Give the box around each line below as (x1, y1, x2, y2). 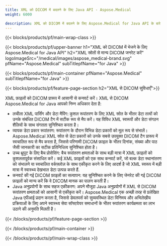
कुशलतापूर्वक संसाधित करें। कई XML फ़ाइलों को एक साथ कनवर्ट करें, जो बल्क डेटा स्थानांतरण (12, 155, 162, 162)
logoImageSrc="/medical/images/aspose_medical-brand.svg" (5, 55, 132, 61)
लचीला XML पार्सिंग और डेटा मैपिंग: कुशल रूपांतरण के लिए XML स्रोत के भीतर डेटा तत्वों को (12, 111, 158, 117)
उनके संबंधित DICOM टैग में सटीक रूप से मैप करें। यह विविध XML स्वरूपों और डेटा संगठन (12, 117, 159, 123)
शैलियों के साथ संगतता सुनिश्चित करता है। (12, 122, 79, 128)
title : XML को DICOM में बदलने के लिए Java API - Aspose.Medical (5, 7, 132, 12)
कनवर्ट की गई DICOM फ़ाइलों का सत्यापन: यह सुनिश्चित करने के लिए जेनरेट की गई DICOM (12, 172, 162, 178)
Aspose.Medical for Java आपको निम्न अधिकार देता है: (5, 101, 102, 107)
